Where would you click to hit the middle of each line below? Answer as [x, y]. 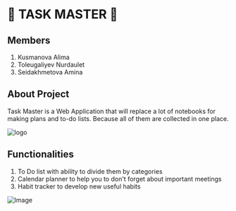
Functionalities [41, 154]
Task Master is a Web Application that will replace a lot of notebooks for [112, 111]
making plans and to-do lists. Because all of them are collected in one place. [118, 118]
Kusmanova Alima [44, 57]
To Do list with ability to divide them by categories [90, 171]
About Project [38, 94]
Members [29, 40]
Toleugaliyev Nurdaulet [51, 65]
